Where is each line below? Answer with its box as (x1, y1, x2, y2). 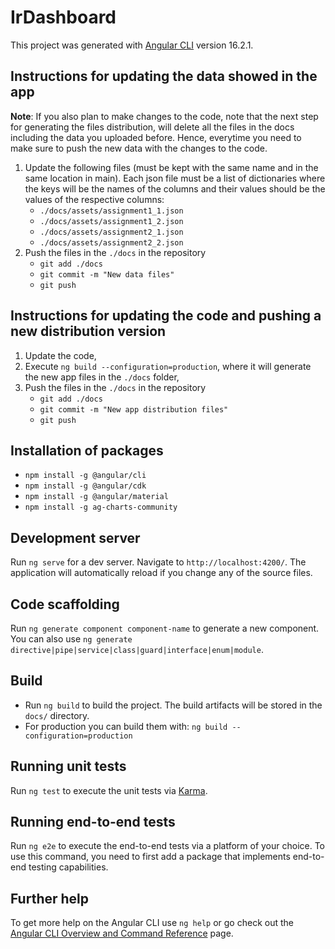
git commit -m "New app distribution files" (39, 404, 229, 415)
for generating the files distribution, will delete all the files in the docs (10, 121, 295, 133)
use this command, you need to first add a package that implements (10, 851, 291, 863)
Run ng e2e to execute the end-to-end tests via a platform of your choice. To (10, 840, 326, 852)
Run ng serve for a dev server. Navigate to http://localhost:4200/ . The (10, 556, 307, 568)
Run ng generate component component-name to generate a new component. (10, 622, 320, 634)
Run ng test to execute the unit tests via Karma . (10, 784, 208, 796)
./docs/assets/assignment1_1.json (39, 206, 184, 216)
